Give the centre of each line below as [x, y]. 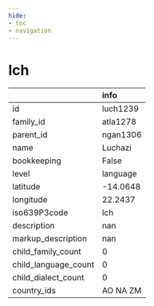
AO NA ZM [122, 291]
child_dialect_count [48, 278]
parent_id [30, 135]
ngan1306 [122, 135]
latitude [26, 187]
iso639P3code [40, 213]
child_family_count [47, 252]
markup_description [50, 239]
